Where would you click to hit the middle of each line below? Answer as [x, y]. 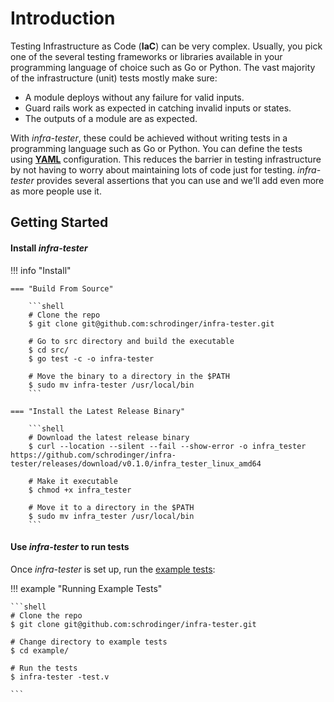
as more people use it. [56, 191]
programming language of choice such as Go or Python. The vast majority [163, 67]
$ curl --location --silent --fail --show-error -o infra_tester [167, 446]
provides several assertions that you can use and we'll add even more [180, 180]
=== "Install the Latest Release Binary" [98, 411]
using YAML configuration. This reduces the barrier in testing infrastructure [166, 159]
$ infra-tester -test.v [60, 677]
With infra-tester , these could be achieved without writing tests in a [149, 138]
